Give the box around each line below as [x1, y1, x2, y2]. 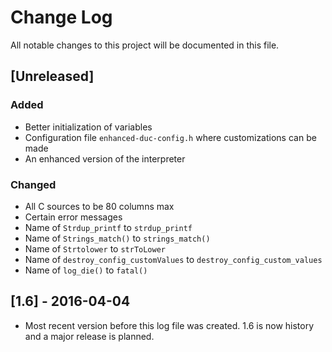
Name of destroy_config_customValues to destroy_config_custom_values [24, 253, 323, 265]
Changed [10, 177, 57, 191]
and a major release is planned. [24, 330, 155, 342]
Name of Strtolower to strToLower [24, 242, 166, 255]
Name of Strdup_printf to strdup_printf [24, 221, 193, 233]
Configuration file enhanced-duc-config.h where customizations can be [24, 131, 317, 143]
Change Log [10, 6, 113, 29]
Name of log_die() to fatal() [24, 264, 148, 276]
